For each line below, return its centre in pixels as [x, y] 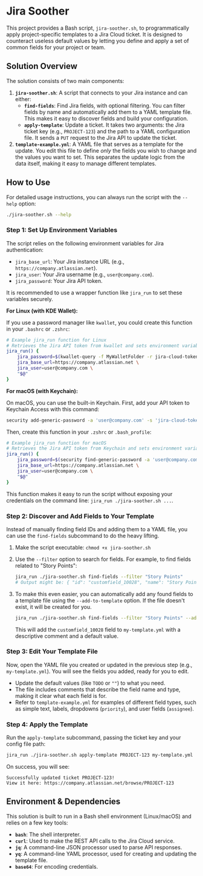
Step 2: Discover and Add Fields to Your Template [80, 516]
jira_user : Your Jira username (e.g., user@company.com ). [84, 274]
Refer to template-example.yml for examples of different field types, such [105, 702]
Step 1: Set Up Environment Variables [62, 230]
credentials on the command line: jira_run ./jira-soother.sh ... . [90, 500]
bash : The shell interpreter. [48, 834]
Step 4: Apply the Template [47, 724]
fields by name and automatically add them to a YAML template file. [108, 112]
